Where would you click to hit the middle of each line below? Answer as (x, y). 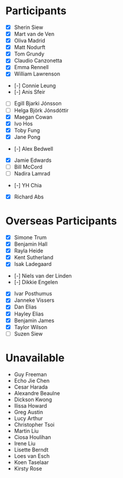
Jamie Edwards (33, 160)
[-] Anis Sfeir (29, 92)
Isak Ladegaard (33, 264)
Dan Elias (25, 307)
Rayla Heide (29, 251)
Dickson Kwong (33, 399)
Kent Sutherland (34, 258)
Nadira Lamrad (32, 173)
